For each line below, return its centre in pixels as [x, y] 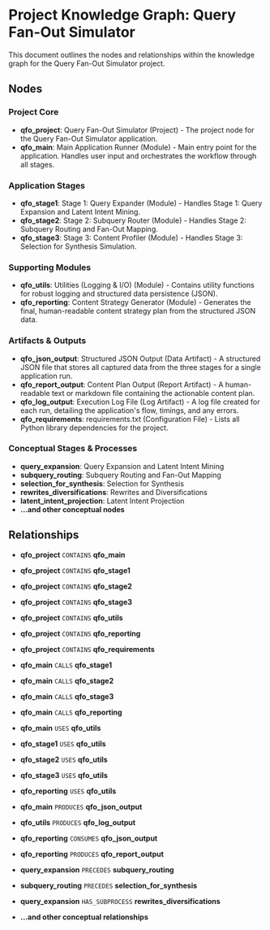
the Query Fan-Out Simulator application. [89, 138]
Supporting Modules [50, 267]
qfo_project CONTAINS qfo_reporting [80, 633]
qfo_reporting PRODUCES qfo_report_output [92, 854]
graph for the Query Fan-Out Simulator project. [87, 63]
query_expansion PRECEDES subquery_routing [97, 869]
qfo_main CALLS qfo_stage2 [67, 680]
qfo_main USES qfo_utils [60, 728]
